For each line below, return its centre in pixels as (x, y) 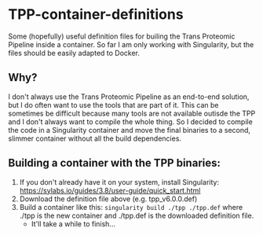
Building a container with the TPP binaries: (115, 163)
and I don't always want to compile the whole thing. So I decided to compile (130, 121)
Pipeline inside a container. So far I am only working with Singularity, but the (131, 44)
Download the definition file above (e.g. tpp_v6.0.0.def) (108, 199)
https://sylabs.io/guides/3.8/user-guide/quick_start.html (110, 190)
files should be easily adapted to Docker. (74, 53)
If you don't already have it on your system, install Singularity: (119, 182)
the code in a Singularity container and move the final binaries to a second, (130, 130)
